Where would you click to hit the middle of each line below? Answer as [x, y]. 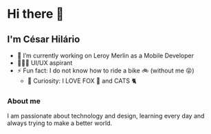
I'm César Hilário [44, 39]
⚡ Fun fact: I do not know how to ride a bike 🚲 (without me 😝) [105, 70]
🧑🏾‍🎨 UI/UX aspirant [45, 63]
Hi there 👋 [35, 14]
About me [24, 100]
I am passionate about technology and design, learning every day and [106, 116]
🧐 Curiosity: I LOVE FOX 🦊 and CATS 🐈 [82, 81]
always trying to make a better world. [60, 123]
